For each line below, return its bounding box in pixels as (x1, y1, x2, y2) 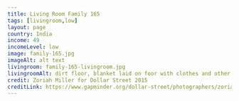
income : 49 (7, 37, 40, 44)
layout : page (7, 23, 46, 31)
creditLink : (7, 83, 43, 90)
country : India (7, 30, 53, 38)
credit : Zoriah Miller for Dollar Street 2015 (7, 76, 148, 84)
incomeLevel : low (7, 43, 59, 51)
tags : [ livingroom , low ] (7, 17, 78, 24)
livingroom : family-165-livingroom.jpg (7, 63, 126, 70)
